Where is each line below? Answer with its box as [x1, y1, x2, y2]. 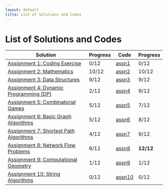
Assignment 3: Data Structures [7, 76, 80, 83]
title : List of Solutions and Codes [5, 12, 81, 17]
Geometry [7, 162, 31, 169]
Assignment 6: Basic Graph [7, 113, 71, 120]
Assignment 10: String [7, 170, 60, 177]
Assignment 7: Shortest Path [7, 127, 75, 134]
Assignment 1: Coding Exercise [7, 60, 81, 67]
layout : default [5, 7, 39, 12]
